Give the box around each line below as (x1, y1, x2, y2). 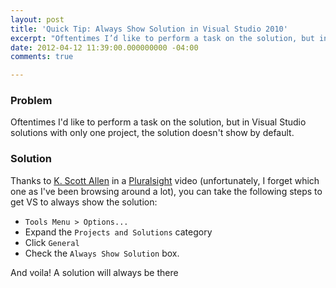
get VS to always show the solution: (10, 196, 158, 208)
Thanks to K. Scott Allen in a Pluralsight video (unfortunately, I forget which (10, 174, 320, 186)
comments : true (10, 52, 74, 62)
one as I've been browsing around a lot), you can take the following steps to (10, 185, 323, 197)
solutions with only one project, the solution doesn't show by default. (10, 127, 295, 139)
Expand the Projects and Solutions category (24, 226, 213, 238)
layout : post (10, 14, 65, 25)
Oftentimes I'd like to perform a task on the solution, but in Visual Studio (10, 116, 307, 128)
